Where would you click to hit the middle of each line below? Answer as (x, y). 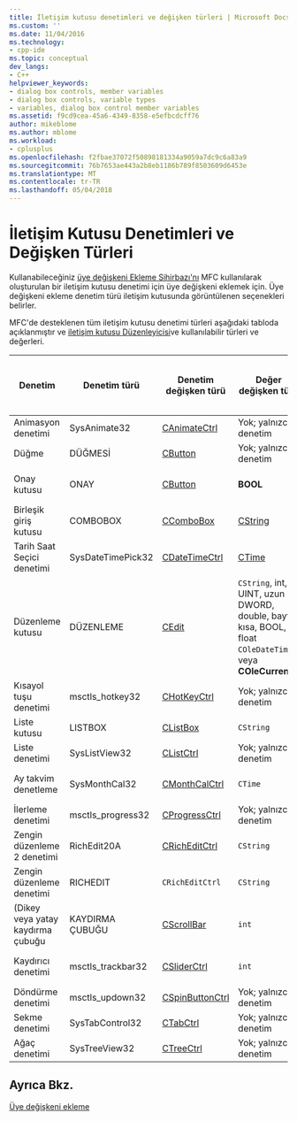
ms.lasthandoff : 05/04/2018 (61, 190)
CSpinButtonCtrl (196, 997)
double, (254, 616)
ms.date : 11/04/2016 (47, 34)
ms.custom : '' (35, 26)
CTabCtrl (181, 1023)
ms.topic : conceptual (49, 58)
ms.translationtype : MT (53, 173)
